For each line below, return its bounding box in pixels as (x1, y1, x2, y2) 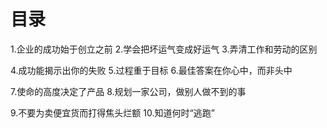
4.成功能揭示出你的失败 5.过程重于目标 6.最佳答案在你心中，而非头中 (10, 64, 293, 76)
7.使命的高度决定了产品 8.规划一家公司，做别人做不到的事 (10, 85, 247, 97)
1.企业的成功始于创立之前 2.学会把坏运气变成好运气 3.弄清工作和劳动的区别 (10, 43, 318, 55)
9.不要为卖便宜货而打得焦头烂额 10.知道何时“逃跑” (10, 106, 215, 119)
